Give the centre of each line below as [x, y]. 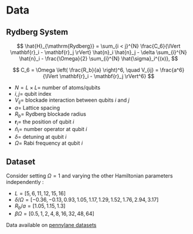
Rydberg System [37, 32]
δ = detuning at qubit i [40, 137]
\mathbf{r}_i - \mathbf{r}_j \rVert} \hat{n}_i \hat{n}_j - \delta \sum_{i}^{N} [99, 52]
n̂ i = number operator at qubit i [51, 130]
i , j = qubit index [33, 94]
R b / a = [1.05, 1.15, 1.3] [40, 206]
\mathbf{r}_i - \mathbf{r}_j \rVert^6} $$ [107, 76]
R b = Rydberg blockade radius [50, 114]
